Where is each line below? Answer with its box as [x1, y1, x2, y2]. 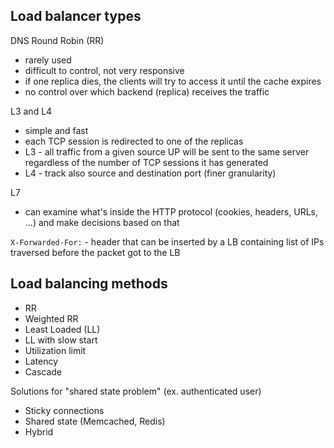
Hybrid [24, 425, 54, 438]
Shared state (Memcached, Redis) [24, 415, 166, 427]
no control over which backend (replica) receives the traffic [24, 85, 270, 98]
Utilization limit [24, 344, 87, 356]
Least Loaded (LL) [24, 323, 101, 335]
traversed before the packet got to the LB [10, 246, 181, 258]
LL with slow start [24, 334, 98, 346]
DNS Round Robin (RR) [10, 34, 105, 46]
